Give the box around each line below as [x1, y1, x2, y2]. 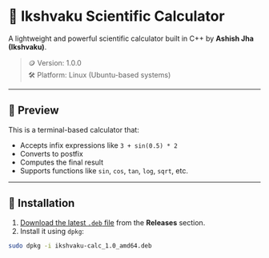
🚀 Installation [8, 196, 75, 210]
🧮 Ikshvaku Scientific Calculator [8, 7, 226, 26]
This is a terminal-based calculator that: [8, 125, 140, 134]
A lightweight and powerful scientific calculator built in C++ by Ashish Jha [8, 34, 255, 43]
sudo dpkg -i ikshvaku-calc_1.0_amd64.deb [8, 241, 152, 250]
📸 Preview [8, 104, 59, 117]
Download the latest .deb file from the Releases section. [19, 217, 206, 227]
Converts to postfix [19, 149, 84, 158]
